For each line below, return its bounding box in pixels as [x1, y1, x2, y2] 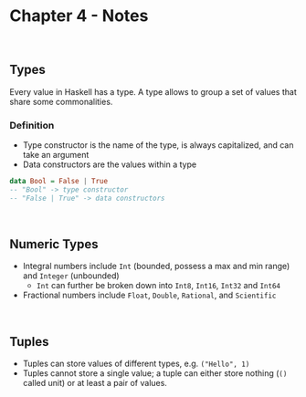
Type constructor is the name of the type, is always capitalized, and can [22, 140, 294, 151]
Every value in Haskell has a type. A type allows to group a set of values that [9, 86, 297, 97]
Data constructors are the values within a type [22, 159, 197, 170]
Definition [9, 119, 55, 131]
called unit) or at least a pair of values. [22, 378, 167, 389]
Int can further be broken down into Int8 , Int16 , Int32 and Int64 [36, 280, 281, 291]
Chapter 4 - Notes [9, 5, 149, 26]
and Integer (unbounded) [22, 270, 121, 281]
